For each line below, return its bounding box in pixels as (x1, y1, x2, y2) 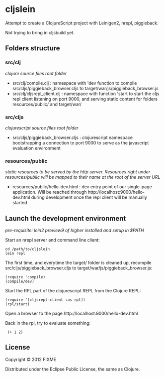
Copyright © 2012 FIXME (5, 356, 56, 362)
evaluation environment (12, 145, 61, 151)
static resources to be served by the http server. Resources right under (5, 169, 151, 175)
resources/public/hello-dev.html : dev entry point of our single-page (12, 184, 153, 190)
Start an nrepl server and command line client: (5, 237, 100, 243)
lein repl (5, 251, 26, 256)
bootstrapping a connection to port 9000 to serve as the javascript (12, 139, 149, 145)
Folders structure (5, 44, 61, 53)
